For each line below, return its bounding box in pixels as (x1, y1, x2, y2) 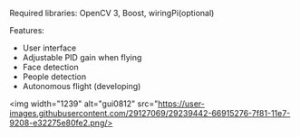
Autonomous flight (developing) (22, 81, 141, 91)
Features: (9, 25, 45, 35)
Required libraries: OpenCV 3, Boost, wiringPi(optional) (9, 8, 215, 18)
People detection (22, 71, 87, 82)
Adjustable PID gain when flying (22, 52, 142, 62)
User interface (22, 42, 77, 53)
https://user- (158, 98, 206, 109)
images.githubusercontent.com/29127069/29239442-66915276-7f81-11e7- (9, 108, 291, 118)
